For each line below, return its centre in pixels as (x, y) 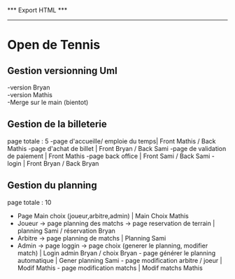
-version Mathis (30, 95)
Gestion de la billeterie (57, 124)
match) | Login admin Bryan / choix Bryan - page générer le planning (116, 253)
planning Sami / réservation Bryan (66, 231)
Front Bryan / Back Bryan (63, 163)
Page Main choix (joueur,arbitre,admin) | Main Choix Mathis (103, 215)
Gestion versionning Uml (62, 70)
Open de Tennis (54, 45)
